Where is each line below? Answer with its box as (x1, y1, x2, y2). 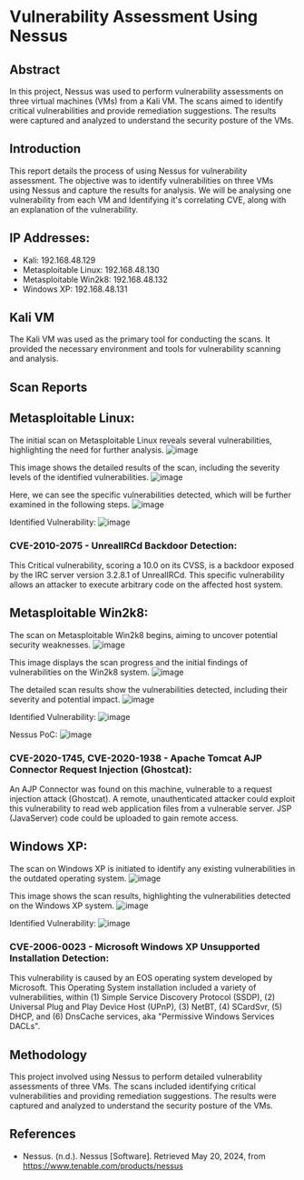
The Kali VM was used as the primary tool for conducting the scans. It (9, 334, 270, 345)
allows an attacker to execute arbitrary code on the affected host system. (9, 579, 283, 590)
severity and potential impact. (9, 694, 121, 705)
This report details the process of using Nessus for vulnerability (9, 165, 248, 176)
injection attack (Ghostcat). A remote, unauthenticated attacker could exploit (9, 794, 296, 805)
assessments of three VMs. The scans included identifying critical (9, 1080, 257, 1092)
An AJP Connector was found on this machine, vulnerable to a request (9, 784, 272, 795)
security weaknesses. (9, 639, 92, 650)
